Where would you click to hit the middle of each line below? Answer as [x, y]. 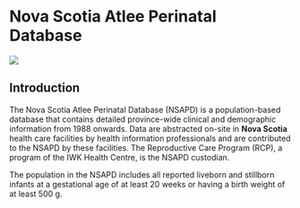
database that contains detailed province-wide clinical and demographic [143, 119]
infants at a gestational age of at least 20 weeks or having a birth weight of [147, 184]
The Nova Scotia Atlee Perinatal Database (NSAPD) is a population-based [145, 109]
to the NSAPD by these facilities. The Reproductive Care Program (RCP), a [146, 147]
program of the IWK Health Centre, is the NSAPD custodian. [120, 157]
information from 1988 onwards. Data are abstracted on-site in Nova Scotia [149, 128]
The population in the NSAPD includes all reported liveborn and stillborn [142, 174]
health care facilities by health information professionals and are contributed [150, 138]
